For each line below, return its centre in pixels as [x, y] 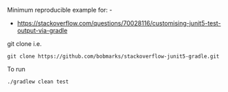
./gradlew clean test [38, 82]
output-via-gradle [42, 31]
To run [16, 69]
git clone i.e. [25, 44]
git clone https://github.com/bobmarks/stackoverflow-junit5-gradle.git [113, 56]
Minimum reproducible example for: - [60, 10]
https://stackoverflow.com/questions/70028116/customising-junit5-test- [119, 23]
